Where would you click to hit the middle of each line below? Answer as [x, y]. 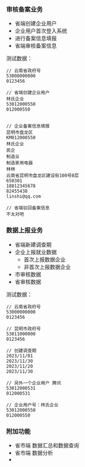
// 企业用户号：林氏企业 [32, 405]
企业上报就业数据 [36, 252]
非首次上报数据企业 [47, 267]
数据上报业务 [25, 230]
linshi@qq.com [24, 197]
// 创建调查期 [21, 350]
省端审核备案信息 [36, 46]
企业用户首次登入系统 [41, 31]
